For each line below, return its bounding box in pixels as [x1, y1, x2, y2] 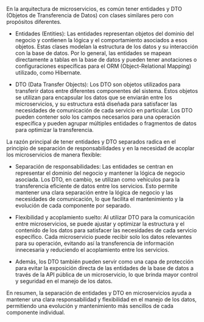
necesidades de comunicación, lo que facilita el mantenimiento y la [15, 196, 184, 202]
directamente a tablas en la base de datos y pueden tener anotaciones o [15, 56, 197, 63]
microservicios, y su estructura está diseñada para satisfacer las [15, 100, 178, 108]
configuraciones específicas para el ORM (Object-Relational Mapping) [15, 62, 192, 70]
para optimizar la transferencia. [15, 126, 94, 133]
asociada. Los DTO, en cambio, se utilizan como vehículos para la [15, 176, 180, 183]
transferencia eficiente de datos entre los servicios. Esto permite [15, 183, 178, 189]
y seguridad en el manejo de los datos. [15, 277, 113, 285]
